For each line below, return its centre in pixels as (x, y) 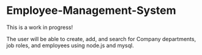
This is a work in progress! (40, 27)
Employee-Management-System (91, 11)
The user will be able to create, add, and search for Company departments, (101, 39)
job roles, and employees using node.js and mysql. (70, 45)
